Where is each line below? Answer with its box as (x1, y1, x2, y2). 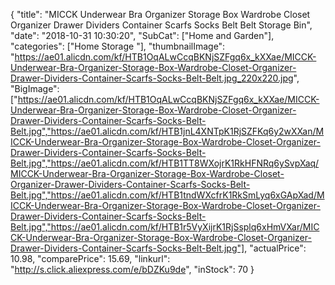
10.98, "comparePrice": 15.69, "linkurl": (10, 253, 171, 264)
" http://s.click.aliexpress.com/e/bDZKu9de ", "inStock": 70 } (10, 264, 255, 275)
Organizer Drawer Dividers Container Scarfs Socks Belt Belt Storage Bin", (10, 19, 313, 31)
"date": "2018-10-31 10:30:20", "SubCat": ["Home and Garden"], (10, 30, 275, 41)
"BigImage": (10, 83, 60, 94)
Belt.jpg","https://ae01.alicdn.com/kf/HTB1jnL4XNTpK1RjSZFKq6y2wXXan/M (10, 125, 325, 137)
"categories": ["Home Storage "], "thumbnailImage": (10, 40, 226, 52)
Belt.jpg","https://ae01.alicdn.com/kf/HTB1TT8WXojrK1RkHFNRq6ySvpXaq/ (10, 157, 320, 169)
